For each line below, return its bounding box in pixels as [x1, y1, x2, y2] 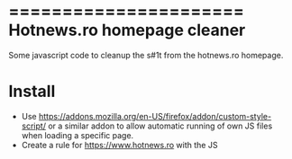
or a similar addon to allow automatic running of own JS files [48, 120, 273, 131]
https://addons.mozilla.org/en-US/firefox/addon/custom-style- [38, 110, 272, 121]
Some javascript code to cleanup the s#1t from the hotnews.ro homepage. [8, 49, 284, 60]
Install [8, 82, 56, 102]
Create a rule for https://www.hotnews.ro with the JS [21, 139, 218, 150]
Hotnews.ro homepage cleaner [8, 20, 246, 40]
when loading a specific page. [21, 129, 134, 140]
